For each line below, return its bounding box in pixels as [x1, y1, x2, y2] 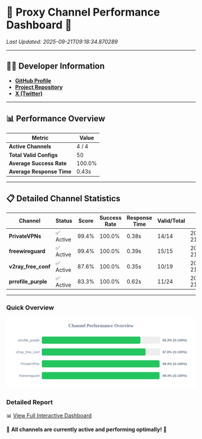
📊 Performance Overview [6, 114, 105, 124]
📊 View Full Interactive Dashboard [6, 411, 92, 419]
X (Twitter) [14, 89, 43, 97]
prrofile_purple [8, 277, 47, 285]
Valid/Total [157, 217, 185, 225]
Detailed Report [6, 398, 53, 406]
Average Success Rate [8, 159, 67, 167]
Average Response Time [8, 168, 72, 175]
